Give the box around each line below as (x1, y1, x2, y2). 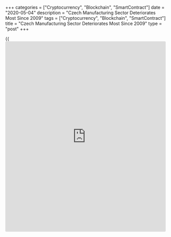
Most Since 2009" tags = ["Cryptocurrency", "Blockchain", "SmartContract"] (5, 15, 166, 21)
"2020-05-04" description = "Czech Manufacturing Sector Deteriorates (5, 10, 156, 16)
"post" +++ (5, 26, 29, 32)
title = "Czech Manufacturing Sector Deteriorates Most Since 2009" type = (5, 20, 162, 26)
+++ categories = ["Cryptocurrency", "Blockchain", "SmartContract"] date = (5, 5, 165, 10)
